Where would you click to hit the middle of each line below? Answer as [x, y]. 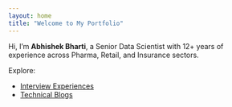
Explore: [22, 70]
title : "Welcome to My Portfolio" [66, 23]
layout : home [30, 16]
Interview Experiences [57, 86]
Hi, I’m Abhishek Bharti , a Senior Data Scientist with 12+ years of [116, 46]
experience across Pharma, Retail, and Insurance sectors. [104, 55]
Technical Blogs [47, 94]
